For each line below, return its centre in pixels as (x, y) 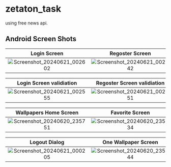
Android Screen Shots (41, 39)
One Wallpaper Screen (131, 142)
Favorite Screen (130, 113)
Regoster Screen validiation (130, 83)
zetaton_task (33, 9)
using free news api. (27, 23)
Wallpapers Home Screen (47, 113)
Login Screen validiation (47, 83)
